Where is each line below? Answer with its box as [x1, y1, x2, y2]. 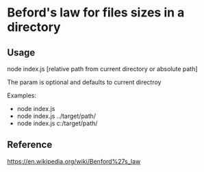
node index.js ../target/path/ [16, 112, 97, 120]
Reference [7, 139, 53, 151]
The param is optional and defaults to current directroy [7, 78, 162, 86]
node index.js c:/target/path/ [16, 119, 98, 127]
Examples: [7, 91, 36, 99]
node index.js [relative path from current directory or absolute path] [7, 65, 198, 73]
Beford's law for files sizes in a [7, 5, 185, 21]
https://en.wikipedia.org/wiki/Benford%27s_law [7, 157, 141, 165]
